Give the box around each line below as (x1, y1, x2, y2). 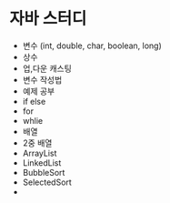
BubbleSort (22, 167, 65, 178)
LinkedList (22, 157, 62, 168)
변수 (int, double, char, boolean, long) (22, 40, 162, 51)
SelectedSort (22, 177, 73, 188)
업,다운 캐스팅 (22, 63, 73, 74)
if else (22, 96, 46, 107)
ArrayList (22, 147, 57, 158)
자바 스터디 (9, 8, 87, 29)
